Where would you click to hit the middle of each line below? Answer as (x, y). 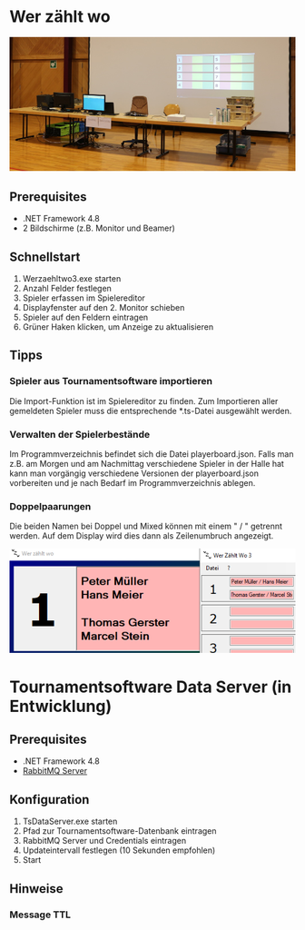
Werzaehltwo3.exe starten (72, 278)
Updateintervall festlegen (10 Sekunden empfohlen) (119, 850)
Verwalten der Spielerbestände (80, 434)
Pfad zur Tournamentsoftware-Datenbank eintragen (119, 831)
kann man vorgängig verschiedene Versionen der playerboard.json (134, 473)
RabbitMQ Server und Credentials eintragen (104, 841)
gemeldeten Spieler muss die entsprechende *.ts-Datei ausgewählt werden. (151, 411)
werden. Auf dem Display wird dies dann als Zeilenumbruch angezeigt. (142, 536)
